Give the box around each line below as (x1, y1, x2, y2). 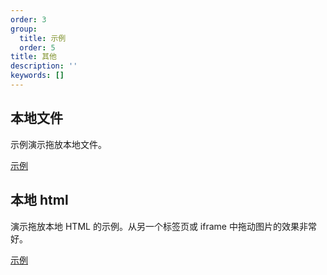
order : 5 (19, 42, 56, 53)
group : (10, 24, 38, 34)
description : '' (10, 61, 78, 71)
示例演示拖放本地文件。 (10, 138, 107, 150)
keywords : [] (10, 71, 65, 81)
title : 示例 (19, 33, 67, 43)
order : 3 (10, 14, 47, 25)
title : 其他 (10, 52, 57, 62)
